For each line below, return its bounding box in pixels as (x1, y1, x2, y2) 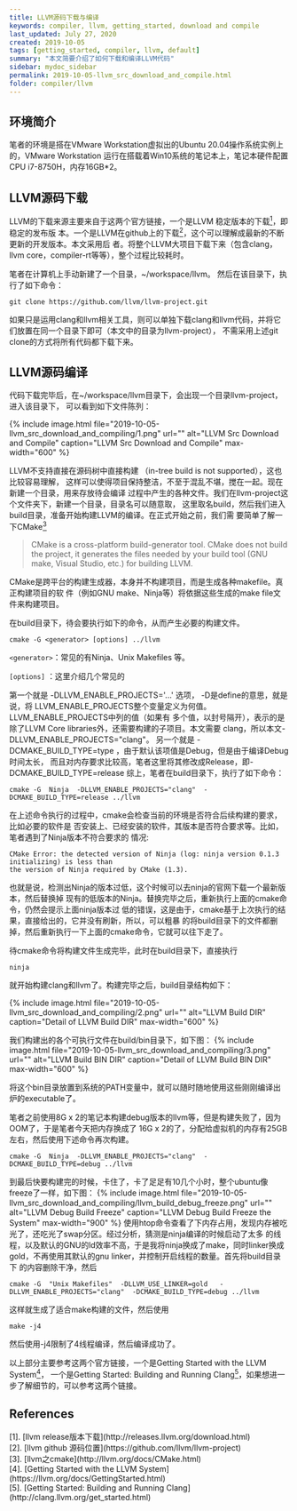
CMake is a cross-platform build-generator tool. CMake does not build (30, 540, 288, 550)
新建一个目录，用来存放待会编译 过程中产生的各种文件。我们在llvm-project (9, 488, 281, 499)
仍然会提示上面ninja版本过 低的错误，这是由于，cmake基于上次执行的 (24, 904, 278, 915)
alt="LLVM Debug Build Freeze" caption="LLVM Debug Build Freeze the (9, 1207, 272, 1218)
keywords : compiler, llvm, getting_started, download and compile (9, 21, 260, 30)
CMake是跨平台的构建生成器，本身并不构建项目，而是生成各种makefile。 (9, 577, 277, 588)
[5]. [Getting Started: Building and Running (9, 1482, 165, 1493)
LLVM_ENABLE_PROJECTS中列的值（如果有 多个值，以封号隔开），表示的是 (9, 712, 285, 723)
